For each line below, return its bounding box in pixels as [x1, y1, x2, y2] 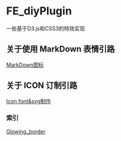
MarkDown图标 [6, 61, 44, 68]
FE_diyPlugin [6, 4, 72, 18]
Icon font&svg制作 [6, 97, 51, 104]
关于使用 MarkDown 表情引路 [6, 44, 115, 55]
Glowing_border [6, 128, 46, 135]
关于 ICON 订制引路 [6, 80, 78, 91]
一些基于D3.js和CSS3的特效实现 [6, 25, 86, 32]
